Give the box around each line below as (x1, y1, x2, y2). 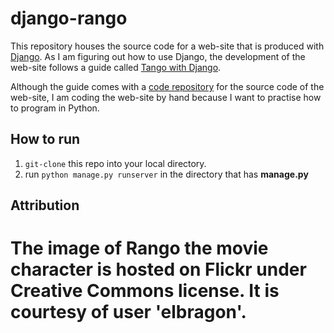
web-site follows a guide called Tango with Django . (10, 61, 222, 73)
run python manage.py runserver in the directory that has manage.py (24, 168, 309, 180)
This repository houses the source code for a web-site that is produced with (10, 40, 325, 52)
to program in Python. (10, 102, 100, 114)
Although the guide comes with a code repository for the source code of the (10, 80, 325, 92)
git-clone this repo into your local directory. (24, 157, 207, 169)
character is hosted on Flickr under (10, 258, 307, 281)
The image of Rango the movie (10, 237, 269, 260)
